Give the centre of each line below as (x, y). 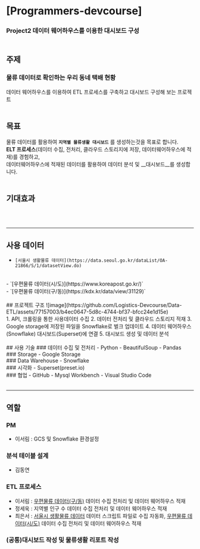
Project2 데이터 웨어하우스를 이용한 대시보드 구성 (73, 31)
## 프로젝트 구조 (25, 305)
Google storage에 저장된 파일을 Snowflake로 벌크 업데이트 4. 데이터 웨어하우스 (99, 327)
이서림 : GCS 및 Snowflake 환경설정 (57, 439)
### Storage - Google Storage (43, 354)
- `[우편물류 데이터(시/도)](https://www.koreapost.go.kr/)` (75, 284)
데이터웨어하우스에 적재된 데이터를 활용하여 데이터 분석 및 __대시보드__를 (90, 164)
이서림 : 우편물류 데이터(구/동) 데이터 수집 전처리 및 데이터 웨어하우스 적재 (100, 501)
